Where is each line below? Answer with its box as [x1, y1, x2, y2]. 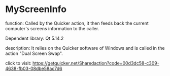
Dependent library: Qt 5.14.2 [5, 35, 64, 41]
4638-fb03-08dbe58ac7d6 [5, 65, 62, 71]
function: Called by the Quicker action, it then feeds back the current [5, 20, 149, 26]
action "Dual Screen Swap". [5, 50, 63, 56]
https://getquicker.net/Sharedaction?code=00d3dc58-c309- [32, 60, 160, 66]
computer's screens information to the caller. [5, 25, 99, 31]
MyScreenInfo [5, 4, 67, 15]
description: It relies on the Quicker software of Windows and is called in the [5, 45, 165, 51]
